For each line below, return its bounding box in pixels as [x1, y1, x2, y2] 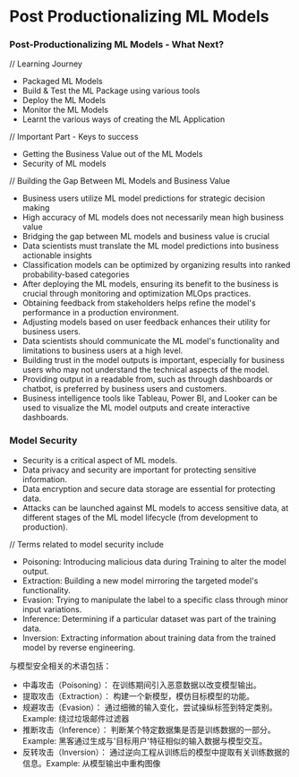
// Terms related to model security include [9, 539, 164, 549]
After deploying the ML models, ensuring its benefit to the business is [21, 279, 279, 289]
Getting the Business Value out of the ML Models [21, 149, 203, 160]
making [21, 203, 50, 213]
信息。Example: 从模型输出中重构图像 [21, 757, 161, 768]
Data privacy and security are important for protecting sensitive [21, 464, 257, 475]
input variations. [21, 603, 82, 615]
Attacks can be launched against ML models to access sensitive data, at [21, 502, 289, 513]
